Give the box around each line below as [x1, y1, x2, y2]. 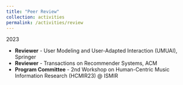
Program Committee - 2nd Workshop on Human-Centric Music [14, 66, 170, 73]
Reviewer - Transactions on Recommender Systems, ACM [14, 60, 158, 67]
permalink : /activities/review [6, 19, 84, 25]
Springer [14, 54, 37, 61]
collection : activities [6, 14, 65, 20]
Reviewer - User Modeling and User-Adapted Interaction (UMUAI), [14, 47, 178, 54]
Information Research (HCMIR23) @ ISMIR [14, 72, 118, 80]
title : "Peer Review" [6, 8, 60, 15]
